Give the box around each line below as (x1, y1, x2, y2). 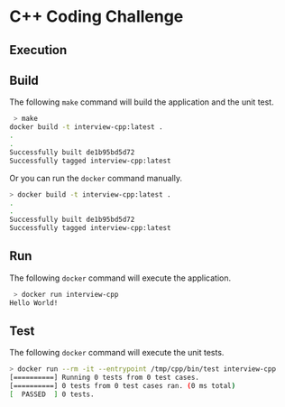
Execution (9, 42, 68, 58)
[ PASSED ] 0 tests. (9, 390, 95, 399)
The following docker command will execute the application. (9, 273, 232, 283)
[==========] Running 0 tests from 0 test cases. (9, 373, 200, 383)
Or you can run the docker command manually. (9, 172, 183, 183)
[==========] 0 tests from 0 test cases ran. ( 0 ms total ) (9, 382, 236, 391)
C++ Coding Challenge (9, 6, 184, 27)
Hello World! (9, 298, 59, 308)
